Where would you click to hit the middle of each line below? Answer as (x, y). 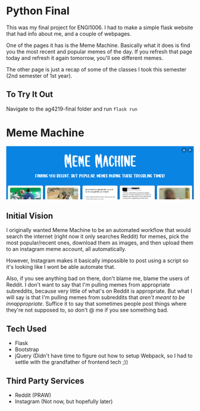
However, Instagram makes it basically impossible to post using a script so (97, 261)
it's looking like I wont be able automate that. (61, 267)
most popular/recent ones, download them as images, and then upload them (100, 243)
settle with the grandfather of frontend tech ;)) (71, 362)
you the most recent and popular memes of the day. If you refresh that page (99, 51)
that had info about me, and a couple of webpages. (69, 33)
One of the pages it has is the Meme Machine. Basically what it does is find (98, 45)
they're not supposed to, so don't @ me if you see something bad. (87, 310)
